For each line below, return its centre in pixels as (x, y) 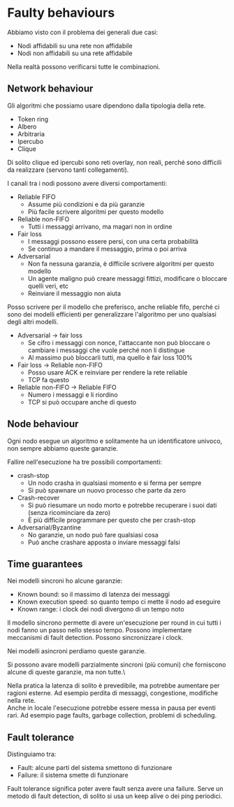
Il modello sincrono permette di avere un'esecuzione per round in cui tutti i (114, 623)
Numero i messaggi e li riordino (73, 394)
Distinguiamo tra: (32, 754)
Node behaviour (43, 424)
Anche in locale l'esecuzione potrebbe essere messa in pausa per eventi (112, 708)
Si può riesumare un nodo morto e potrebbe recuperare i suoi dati (122, 505)
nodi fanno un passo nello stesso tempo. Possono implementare (100, 630)
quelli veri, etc (48, 286)
